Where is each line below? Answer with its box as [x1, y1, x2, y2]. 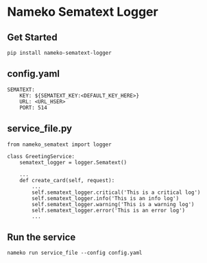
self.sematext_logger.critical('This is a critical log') [32, 189, 201, 196]
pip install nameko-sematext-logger [7, 49, 112, 56]
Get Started [7, 32, 58, 43]
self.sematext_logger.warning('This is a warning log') [32, 201, 195, 208]
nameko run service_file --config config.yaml [7, 249, 143, 257]
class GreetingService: [7, 153, 75, 160]
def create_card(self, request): [19, 177, 115, 184]
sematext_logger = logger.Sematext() [19, 159, 127, 166]
